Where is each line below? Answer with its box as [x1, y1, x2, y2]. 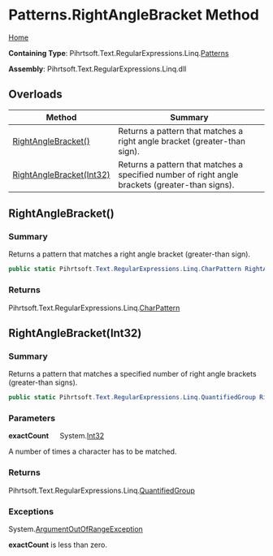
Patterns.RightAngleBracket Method [8, 6, 260, 24]
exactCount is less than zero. [8, 540, 108, 550]
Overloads [8, 88, 63, 101]
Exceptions [8, 506, 54, 517]
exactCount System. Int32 [8, 431, 104, 441]
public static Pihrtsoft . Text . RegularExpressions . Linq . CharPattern [8, 265, 242, 274]
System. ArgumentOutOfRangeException [8, 524, 144, 534]
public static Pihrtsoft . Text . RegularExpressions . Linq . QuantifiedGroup [8, 394, 256, 402]
